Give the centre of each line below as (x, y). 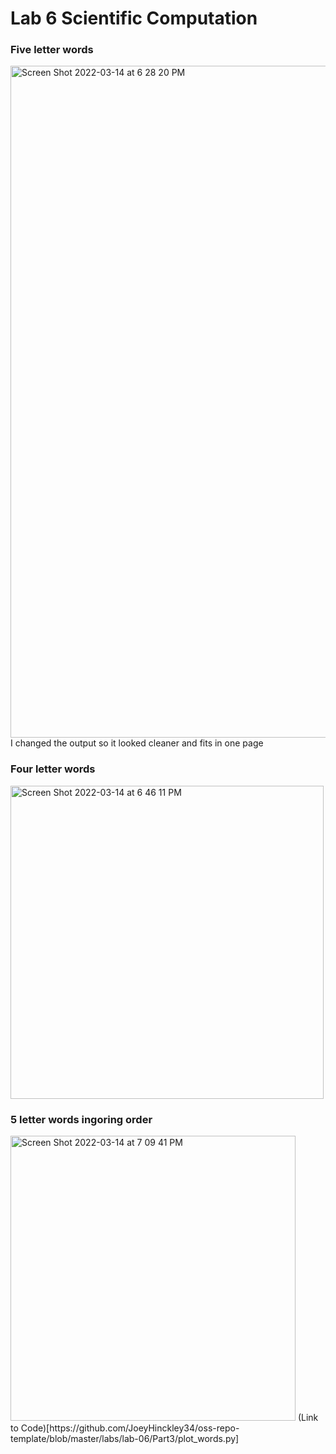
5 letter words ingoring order (81, 1119)
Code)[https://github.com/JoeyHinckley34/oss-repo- (130, 1428)
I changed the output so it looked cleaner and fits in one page (137, 743)
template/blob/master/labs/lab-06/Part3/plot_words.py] (125, 1439)
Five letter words (52, 50)
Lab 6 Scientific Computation (134, 18)
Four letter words (53, 769)
